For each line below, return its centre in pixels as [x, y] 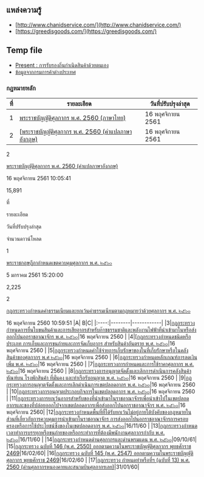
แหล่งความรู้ [24, 10]
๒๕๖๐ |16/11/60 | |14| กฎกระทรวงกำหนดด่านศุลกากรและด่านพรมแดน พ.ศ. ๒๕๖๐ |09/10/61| [102, 439]
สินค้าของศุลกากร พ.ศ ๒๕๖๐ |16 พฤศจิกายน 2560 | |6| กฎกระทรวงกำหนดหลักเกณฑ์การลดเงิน [102, 357]
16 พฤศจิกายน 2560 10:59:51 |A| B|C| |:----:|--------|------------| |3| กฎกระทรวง [101, 323]
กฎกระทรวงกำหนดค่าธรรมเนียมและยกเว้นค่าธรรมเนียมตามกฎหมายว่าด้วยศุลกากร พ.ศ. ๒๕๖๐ [99, 311]
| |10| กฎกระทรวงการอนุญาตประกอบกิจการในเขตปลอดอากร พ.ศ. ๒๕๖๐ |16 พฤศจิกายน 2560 [101, 391]
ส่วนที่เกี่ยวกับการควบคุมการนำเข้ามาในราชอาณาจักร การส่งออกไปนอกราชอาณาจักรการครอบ [97, 419]
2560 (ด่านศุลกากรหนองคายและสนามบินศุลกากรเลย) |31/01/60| [73, 467]
